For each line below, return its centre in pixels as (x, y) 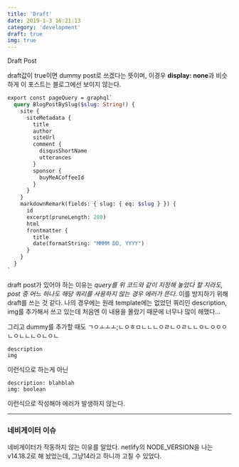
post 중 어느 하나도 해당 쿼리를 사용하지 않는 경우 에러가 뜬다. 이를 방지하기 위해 (118, 294)
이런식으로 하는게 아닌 (38, 369)
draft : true (25, 34)
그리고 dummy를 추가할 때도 (47, 327)
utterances (55, 158)
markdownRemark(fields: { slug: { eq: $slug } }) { (98, 204)
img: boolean (27, 389)
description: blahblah (41, 383)
